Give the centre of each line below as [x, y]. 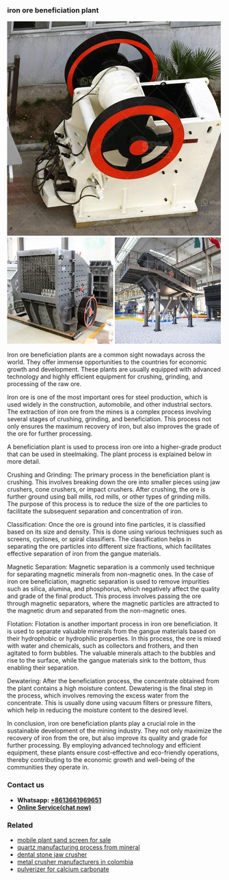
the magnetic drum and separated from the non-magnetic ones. [97, 611]
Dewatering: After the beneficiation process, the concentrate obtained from [113, 681]
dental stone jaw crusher [52, 854]
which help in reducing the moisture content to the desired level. [98, 710]
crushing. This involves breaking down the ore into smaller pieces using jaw [114, 482]
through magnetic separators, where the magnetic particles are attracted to [113, 604]
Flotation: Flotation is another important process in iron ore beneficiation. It [112, 624]
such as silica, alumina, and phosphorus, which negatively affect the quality [113, 589]
